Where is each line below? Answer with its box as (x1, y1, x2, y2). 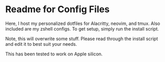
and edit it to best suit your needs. (5, 41, 78, 47)
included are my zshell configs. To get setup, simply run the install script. (5, 25, 159, 32)
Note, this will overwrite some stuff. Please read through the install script (5, 36, 158, 42)
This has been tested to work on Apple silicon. (5, 51, 103, 57)
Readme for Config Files (5, 4, 110, 15)
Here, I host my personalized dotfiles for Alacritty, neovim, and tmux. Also (5, 20, 160, 26)
